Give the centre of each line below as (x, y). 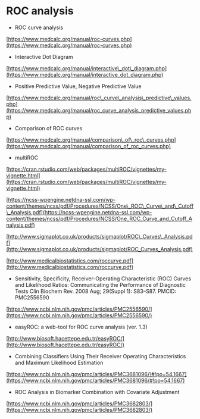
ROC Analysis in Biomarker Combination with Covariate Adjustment (97, 392)
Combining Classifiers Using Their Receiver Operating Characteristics (100, 356)
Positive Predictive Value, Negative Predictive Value (78, 86)
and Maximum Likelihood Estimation (59, 362)
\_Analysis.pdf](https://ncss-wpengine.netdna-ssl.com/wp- (79, 212)
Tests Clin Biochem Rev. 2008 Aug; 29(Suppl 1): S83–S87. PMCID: (96, 291)
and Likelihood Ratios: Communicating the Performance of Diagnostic (100, 284)
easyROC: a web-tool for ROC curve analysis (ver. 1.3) (81, 327)
